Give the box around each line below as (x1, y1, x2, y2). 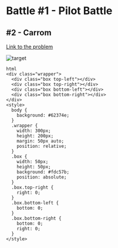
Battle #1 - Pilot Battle (6, 4, 113, 18)
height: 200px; (16, 133, 54, 139)
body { (11, 107, 28, 113)
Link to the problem (6, 43, 53, 50)
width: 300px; (16, 128, 51, 134)
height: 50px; (16, 164, 51, 170)
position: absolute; (16, 174, 67, 180)
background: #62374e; (16, 113, 69, 118)
